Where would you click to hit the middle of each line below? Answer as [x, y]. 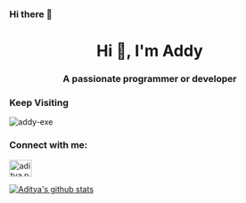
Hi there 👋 [31, 14]
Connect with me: [49, 145]
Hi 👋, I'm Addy [150, 51]
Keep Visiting [39, 102]
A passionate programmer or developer [150, 79]
